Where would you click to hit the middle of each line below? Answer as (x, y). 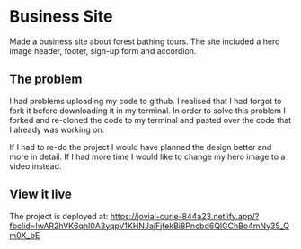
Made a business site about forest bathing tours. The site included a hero (145, 41)
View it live (40, 195)
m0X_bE (25, 235)
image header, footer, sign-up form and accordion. (103, 50)
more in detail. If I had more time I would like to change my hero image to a (147, 156)
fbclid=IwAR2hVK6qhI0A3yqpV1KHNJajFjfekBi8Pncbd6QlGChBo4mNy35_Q (150, 226)
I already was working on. (57, 129)
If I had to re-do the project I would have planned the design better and (141, 147)
